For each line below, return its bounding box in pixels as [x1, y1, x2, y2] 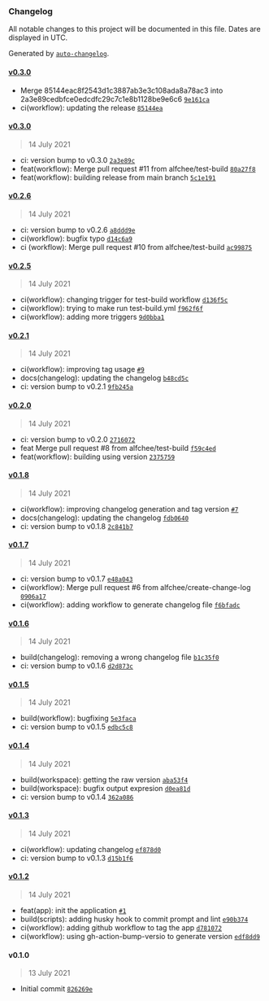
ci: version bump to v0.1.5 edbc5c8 [20, 722, 134, 732]
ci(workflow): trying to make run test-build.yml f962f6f [20, 304, 204, 313]
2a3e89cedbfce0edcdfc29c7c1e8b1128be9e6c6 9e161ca [20, 94, 210, 103]
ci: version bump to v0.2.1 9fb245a [20, 382, 134, 391]
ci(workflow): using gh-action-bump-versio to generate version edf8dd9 [20, 931, 260, 941]
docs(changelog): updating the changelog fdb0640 [20, 513, 189, 522]
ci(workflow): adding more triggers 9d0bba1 [20, 312, 165, 322]
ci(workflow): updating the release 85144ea [20, 103, 163, 112]
